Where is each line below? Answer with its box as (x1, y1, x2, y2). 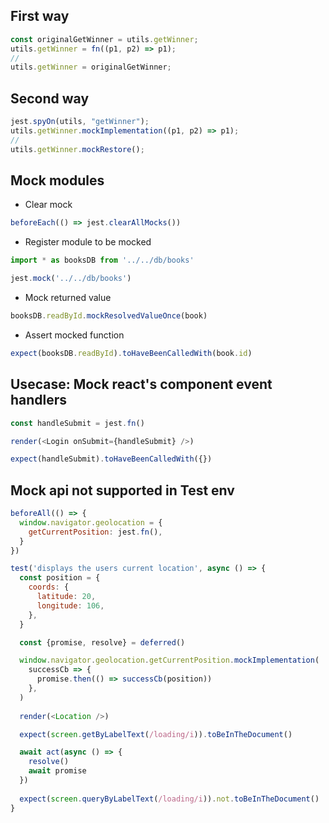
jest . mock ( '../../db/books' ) (10, 274, 132, 284)
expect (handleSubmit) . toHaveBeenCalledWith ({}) (10, 454, 213, 464)
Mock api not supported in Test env (10, 482, 235, 499)
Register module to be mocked (24, 236, 152, 248)
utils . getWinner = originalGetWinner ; (10, 62, 172, 73)
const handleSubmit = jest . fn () (10, 418, 145, 428)
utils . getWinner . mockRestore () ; (10, 144, 145, 154)
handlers (10, 392, 68, 409)
